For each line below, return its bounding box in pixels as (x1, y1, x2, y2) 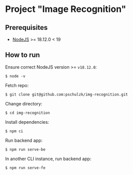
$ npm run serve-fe (5, 165, 46, 170)
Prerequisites (5, 23, 48, 32)
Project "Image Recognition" (5, 3, 127, 15)
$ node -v (5, 74, 26, 79)
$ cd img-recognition (5, 110, 50, 115)
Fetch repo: (5, 82, 29, 88)
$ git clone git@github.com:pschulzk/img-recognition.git (5, 92, 128, 97)
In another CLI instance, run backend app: (5, 156, 92, 162)
